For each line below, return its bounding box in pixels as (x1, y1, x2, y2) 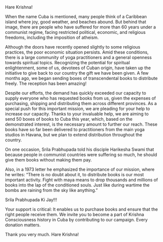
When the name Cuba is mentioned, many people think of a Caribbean (5, 14, 147, 19)
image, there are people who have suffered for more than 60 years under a (5, 24, 156, 30)
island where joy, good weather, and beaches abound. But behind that (5, 19, 146, 25)
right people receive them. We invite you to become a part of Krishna (5, 212, 144, 217)
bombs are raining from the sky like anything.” (5, 188, 98, 193)
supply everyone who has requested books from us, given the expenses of (5, 95, 156, 101)
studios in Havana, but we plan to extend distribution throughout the (5, 132, 142, 137)
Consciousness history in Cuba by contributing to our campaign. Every (5, 217, 148, 222)
